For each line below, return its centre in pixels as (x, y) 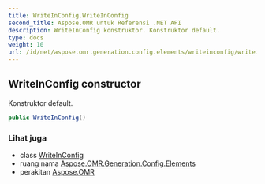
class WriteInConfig (52, 155)
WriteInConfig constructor (75, 84)
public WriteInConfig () (47, 118)
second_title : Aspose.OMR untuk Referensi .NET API (95, 23)
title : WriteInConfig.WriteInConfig (68, 15)
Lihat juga (28, 137)
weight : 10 (26, 45)
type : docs (26, 38)
